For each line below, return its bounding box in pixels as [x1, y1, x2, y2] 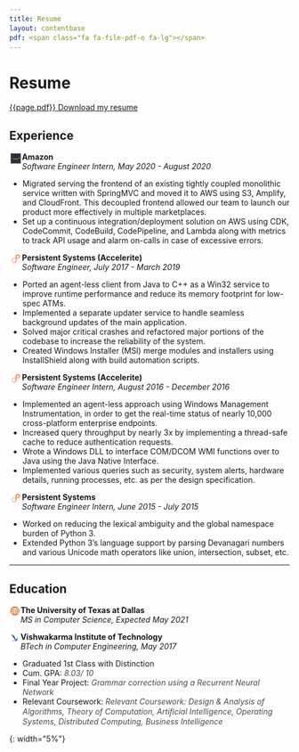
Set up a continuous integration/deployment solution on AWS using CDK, [21, 217, 289, 227]
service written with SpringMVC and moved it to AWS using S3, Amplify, [21, 188, 287, 199]
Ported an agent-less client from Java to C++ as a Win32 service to [21, 279, 270, 290]
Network [21, 686, 54, 697]
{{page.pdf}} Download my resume [9, 102, 138, 113]
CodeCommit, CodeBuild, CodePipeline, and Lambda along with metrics [21, 225, 287, 236]
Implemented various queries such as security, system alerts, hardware [21, 465, 285, 476]
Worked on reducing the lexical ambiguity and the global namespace [21, 519, 274, 529]
